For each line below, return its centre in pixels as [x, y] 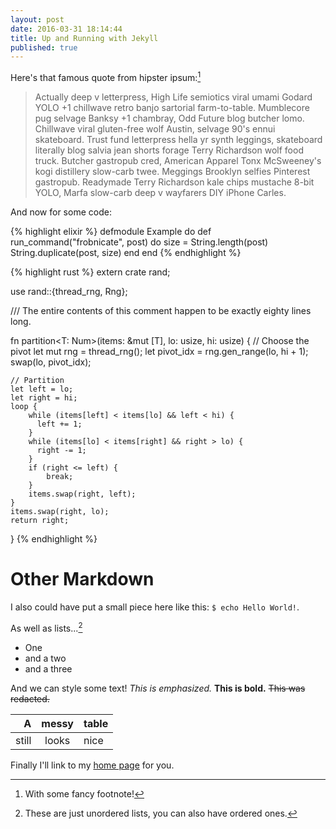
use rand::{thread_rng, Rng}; [69, 291]
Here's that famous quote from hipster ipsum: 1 [106, 76]
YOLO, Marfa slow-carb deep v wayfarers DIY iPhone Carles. [160, 192]
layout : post [37, 19]
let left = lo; [42, 389]
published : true [44, 47]
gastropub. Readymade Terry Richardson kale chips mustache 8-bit [174, 182]
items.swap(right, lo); [60, 511]
